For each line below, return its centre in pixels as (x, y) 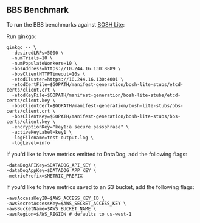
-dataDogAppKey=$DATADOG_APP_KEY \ (51, 170)
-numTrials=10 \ (32, 58)
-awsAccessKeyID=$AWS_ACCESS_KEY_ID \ (55, 198)
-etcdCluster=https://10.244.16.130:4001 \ (67, 79)
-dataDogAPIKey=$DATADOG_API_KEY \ (51, 165)
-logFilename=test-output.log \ (53, 138)
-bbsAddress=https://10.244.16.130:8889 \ (66, 68)
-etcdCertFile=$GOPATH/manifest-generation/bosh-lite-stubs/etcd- (98, 84)
